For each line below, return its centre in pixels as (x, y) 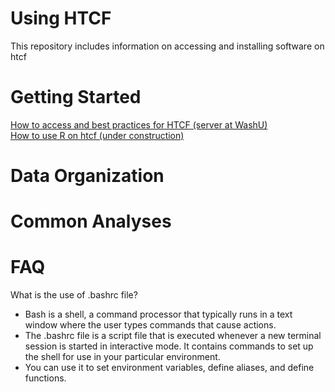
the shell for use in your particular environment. (122, 357)
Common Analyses (91, 221)
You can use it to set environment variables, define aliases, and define (169, 368)
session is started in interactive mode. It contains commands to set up (169, 346)
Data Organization (87, 176)
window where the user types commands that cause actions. (150, 325)
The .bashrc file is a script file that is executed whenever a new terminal (173, 336)
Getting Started (76, 97)
